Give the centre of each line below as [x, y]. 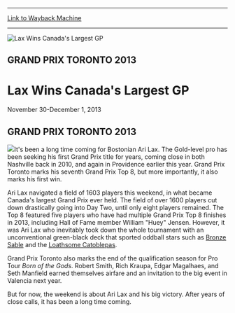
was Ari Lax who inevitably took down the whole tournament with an [106, 230]
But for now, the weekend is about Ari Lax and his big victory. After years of [116, 294]
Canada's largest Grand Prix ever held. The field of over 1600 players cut [112, 200]
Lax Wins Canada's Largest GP [98, 90]
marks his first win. [35, 179]
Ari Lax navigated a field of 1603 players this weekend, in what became [110, 193]
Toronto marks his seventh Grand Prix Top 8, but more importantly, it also [113, 172]
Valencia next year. [35, 281]
